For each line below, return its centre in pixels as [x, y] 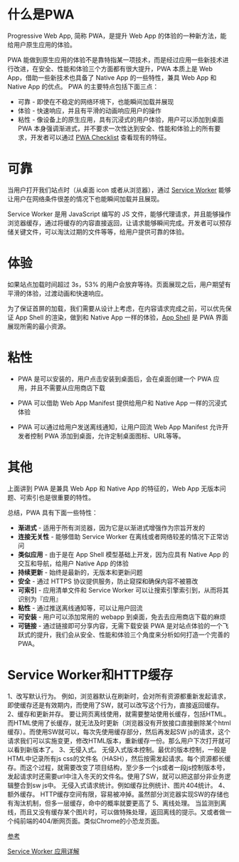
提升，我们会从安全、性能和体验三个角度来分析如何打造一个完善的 [133, 635]
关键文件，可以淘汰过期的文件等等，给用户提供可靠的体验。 [101, 232]
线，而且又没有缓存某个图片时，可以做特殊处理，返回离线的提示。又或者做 [116, 812]
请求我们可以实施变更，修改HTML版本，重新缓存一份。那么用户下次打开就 [116, 740]
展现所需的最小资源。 [38, 326]
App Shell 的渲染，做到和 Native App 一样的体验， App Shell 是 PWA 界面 [122, 317]
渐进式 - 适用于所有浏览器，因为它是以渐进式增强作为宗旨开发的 [111, 528]
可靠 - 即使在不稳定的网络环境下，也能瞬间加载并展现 [96, 101]
